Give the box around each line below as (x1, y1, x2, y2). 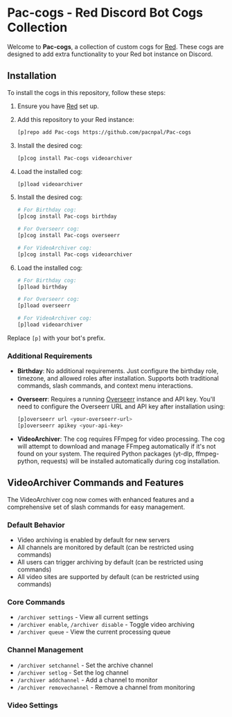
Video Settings (7, 700, 58, 710)
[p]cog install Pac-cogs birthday (17, 213, 117, 220)
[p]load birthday (17, 283, 68, 291)
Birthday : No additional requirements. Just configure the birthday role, (17, 367, 219, 375)
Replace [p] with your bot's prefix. (7, 334, 106, 342)
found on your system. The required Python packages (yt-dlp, (17, 449, 195, 458)
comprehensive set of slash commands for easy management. (7, 503, 186, 511)
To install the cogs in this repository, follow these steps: (7, 88, 166, 96)
